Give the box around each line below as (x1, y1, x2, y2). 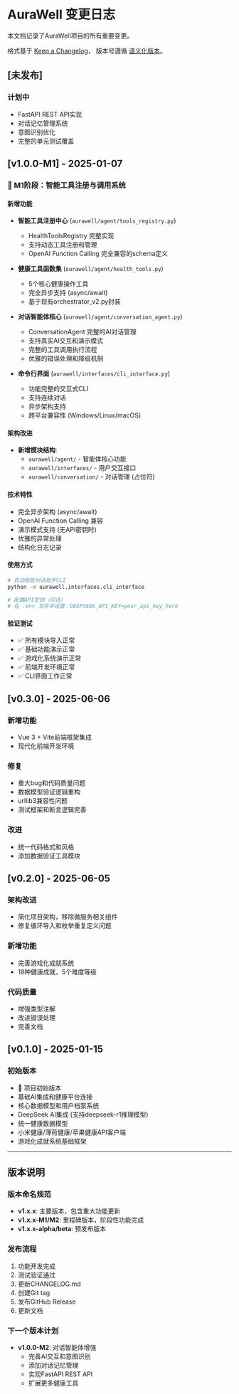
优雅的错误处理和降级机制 (28, 354, 104, 363)
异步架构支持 (28, 403, 66, 411)
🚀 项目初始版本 (17, 1083, 62, 1092)
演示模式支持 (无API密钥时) (17, 525, 97, 533)
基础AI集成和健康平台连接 (17, 1092, 93, 1101)
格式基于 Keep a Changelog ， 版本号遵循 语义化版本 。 (7, 46, 167, 55)
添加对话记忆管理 (28, 1361, 79, 1369)
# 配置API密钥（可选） (7, 596, 66, 603)
